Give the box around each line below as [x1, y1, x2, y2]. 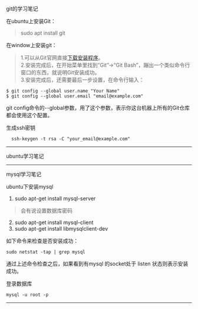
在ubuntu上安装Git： [6, 18, 56, 25]
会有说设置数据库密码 [20, 207, 72, 214]
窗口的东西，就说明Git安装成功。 [20, 69, 100, 75]
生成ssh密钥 [6, 124, 36, 131]
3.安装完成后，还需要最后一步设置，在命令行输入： [20, 76, 144, 83]
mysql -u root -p [6, 292, 49, 298]
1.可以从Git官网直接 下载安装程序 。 [20, 54, 104, 61]
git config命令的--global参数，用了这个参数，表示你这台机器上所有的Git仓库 [6, 104, 190, 111]
